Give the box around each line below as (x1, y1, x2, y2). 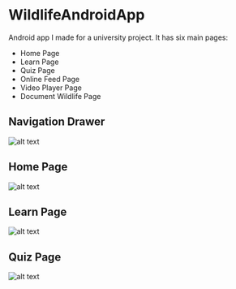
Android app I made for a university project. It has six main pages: (8, 32, 229, 42)
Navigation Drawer (8, 115, 105, 129)
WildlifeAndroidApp (8, 6, 145, 24)
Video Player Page (19, 83, 83, 93)
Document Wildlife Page (19, 91, 101, 101)
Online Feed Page (19, 74, 80, 84)
